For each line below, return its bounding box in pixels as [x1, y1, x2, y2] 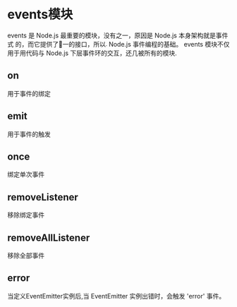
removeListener [7, 191, 79, 203]
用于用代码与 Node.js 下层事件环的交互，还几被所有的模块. [7, 49, 178, 57]
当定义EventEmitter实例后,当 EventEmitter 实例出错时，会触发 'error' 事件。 [7, 291, 226, 300]
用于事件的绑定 [7, 89, 51, 97]
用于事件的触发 [7, 130, 51, 138]
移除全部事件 [7, 251, 44, 260]
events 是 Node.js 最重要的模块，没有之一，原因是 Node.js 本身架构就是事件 [7, 31, 229, 40]
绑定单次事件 [7, 170, 44, 179]
